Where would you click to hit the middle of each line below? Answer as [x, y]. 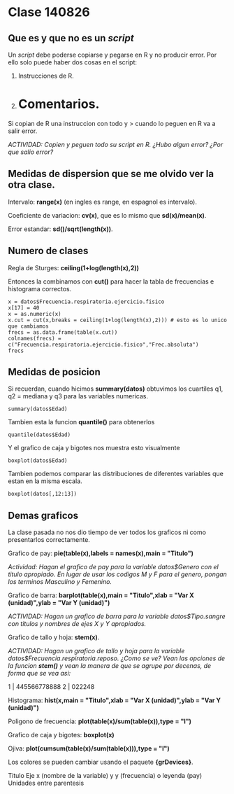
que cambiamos [29, 326]
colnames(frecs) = [35, 338]
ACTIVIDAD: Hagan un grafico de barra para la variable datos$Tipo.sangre [117, 616]
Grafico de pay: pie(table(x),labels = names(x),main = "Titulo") [101, 553]
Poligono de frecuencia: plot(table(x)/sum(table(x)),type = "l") [100, 721]
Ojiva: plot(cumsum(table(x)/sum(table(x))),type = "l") [89, 748]
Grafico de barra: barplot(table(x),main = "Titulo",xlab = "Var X [101, 595]
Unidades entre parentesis [46, 783]
